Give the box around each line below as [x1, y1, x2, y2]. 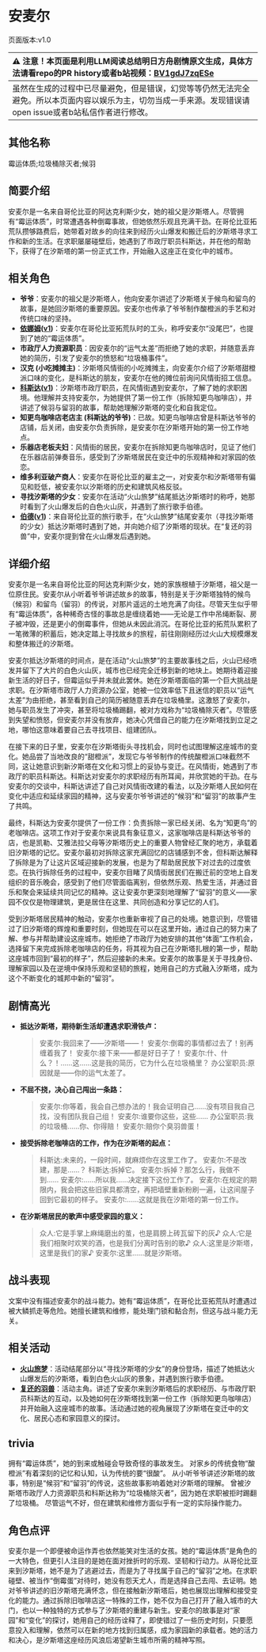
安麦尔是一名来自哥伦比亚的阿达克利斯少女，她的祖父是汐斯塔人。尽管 [8, 207, 237, 216]
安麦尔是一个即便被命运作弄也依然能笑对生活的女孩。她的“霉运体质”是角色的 [8, 1546, 257, 1556]
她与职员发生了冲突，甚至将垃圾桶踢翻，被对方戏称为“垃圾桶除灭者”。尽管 [8, 706, 251, 715]
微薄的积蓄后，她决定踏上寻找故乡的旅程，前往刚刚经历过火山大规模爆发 [21, 629, 258, 638]
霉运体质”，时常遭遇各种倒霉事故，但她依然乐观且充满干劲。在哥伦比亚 [18, 216, 251, 226]
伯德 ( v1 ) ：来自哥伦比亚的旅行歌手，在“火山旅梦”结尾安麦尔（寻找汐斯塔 [19, 512, 254, 521]
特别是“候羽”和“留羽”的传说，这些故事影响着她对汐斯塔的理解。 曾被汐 [21, 1479, 252, 1488]
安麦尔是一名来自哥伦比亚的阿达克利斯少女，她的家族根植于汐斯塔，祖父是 [8, 580, 251, 589]
